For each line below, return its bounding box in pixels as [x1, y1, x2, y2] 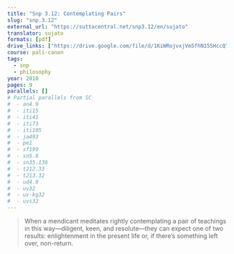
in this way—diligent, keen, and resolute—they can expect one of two [24, 224, 224, 232]
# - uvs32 [7, 198, 39, 205]
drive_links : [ [7, 42, 52, 49]
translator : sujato [7, 29, 64, 37]
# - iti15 [7, 107, 39, 114]
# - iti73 [7, 120, 39, 127]
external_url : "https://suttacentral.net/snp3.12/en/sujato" [7, 23, 189, 30]
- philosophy [13, 68, 52, 75]
